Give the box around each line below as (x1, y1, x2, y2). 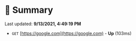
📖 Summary (4, 4, 53, 16)
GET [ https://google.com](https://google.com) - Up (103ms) (11, 30, 132, 36)
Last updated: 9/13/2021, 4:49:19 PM (4, 21, 81, 27)
